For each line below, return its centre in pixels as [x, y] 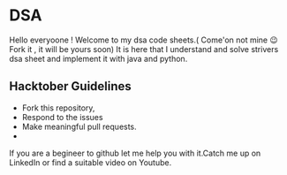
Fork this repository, [58, 108]
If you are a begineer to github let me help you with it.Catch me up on [135, 153]
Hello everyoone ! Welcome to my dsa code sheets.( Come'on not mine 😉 [143, 40]
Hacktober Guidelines [71, 86]
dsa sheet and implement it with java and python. [98, 58]
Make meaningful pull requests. [79, 126]
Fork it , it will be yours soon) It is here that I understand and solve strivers [144, 49]
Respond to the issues [62, 117]
